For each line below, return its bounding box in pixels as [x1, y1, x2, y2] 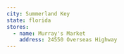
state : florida [6, 17, 51, 24]
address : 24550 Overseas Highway [19, 36, 118, 43]
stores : [6, 23, 30, 30]
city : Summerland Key [6, 10, 70, 18]
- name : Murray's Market [13, 29, 86, 37]
